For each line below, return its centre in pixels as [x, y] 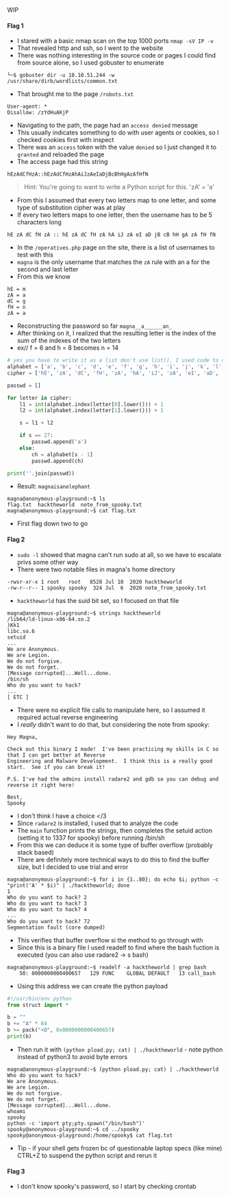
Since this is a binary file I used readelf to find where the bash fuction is [118, 947]
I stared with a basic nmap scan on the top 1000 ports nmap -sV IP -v [115, 41]
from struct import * [38, 1005]
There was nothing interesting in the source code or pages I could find [116, 56]
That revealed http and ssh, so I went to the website [90, 48]
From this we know [43, 276]
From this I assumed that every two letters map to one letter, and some [117, 200]
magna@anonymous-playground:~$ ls [56, 499]
